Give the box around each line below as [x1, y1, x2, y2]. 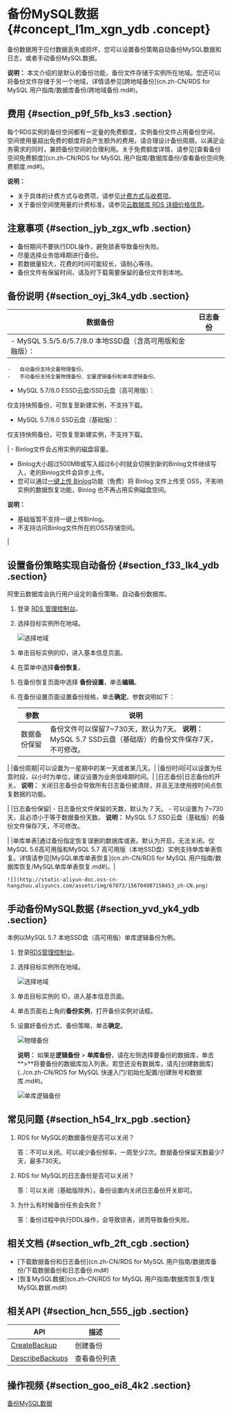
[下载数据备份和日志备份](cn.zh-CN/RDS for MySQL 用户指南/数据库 [17, 1257, 211, 1265]
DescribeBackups [10, 1353, 68, 1363]
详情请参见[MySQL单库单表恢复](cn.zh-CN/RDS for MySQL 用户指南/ [19, 854, 215, 862]
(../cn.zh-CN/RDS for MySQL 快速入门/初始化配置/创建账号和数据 [17, 1068, 202, 1076]
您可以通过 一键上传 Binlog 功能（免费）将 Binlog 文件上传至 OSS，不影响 [17, 477, 224, 485]
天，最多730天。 [17, 1156, 65, 1165]
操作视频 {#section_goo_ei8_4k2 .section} [7, 1379, 191, 1391]
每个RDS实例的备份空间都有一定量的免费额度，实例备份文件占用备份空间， [7, 127, 220, 136]
